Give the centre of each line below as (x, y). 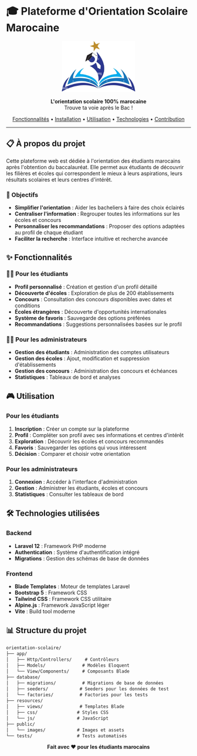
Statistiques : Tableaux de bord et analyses (67, 377)
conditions (27, 305)
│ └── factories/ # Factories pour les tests (77, 695)
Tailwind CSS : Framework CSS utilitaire (63, 599)
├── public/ (21, 724)
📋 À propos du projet (46, 144)
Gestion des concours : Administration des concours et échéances (96, 371)
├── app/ (17, 653)
